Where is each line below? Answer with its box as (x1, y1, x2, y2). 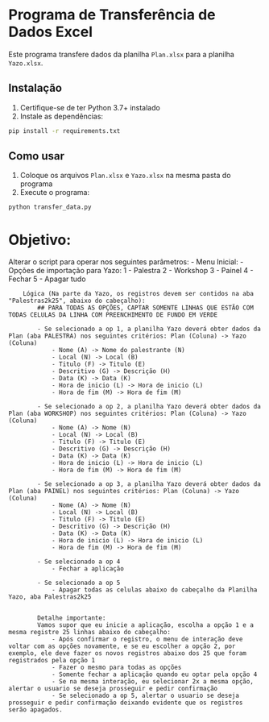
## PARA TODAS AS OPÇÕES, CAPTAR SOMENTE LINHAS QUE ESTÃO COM (37, 304, 254, 312)
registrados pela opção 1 (8, 657, 95, 665)
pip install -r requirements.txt (8, 127, 121, 135)
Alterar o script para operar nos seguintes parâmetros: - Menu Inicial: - (8, 257, 244, 267)
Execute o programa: (19, 188, 90, 197)
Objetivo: (8, 230, 72, 249)
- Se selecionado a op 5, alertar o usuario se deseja (51, 691, 240, 700)
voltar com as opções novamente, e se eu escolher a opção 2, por (8, 642, 236, 650)
